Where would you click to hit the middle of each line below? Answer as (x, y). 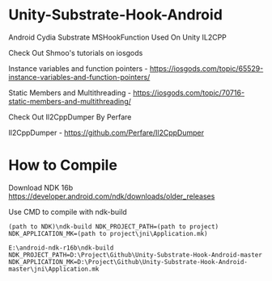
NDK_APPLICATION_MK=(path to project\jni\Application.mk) (108, 233)
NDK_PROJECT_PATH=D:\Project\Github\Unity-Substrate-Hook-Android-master (136, 255)
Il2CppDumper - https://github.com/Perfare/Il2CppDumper (106, 132)
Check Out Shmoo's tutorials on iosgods (76, 52)
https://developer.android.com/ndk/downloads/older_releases (112, 196)
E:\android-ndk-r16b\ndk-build (61, 248)
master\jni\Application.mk (54, 269)
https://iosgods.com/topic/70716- (189, 92)
